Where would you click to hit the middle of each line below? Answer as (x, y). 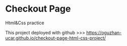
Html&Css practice (25, 23)
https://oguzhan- (104, 32)
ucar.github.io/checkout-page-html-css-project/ (56, 38)
